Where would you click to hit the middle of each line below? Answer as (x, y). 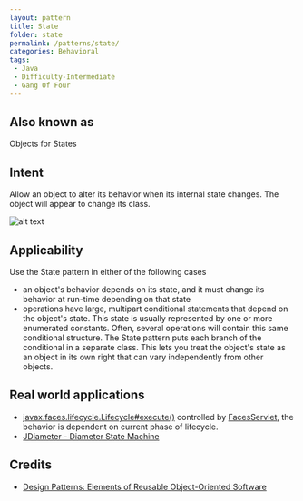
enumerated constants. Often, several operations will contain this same (155, 329)
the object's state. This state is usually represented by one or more (147, 319)
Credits (31, 465)
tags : (20, 60)
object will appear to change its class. (80, 204)
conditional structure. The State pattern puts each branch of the (142, 338)
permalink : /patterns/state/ (64, 43)
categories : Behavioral (54, 52)
